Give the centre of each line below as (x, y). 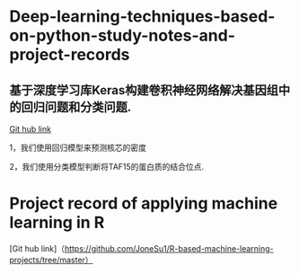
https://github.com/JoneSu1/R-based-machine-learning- (169, 248)
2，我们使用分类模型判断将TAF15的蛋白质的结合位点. (107, 167)
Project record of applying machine (144, 203)
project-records (70, 55)
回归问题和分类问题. (76, 106)
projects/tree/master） (51, 260)
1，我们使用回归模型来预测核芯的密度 (78, 147)
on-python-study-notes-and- (123, 35)
